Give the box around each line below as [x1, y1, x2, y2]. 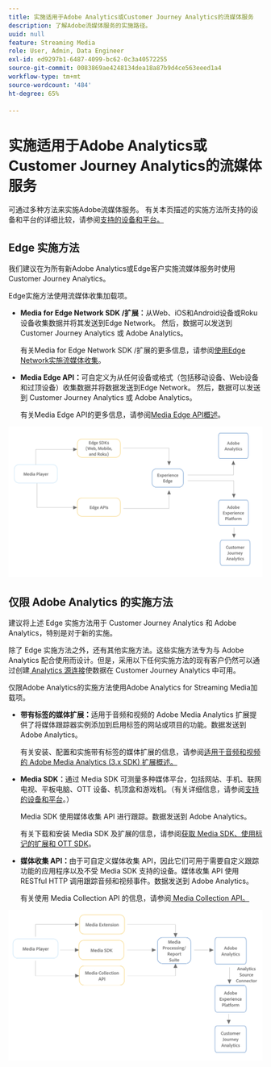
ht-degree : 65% [8, 90, 60, 98]
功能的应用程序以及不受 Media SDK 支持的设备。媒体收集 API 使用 [19, 866, 240, 876]
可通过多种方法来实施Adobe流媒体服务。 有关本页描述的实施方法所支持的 [8, 205, 252, 215]
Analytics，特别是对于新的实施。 [8, 628, 117, 638]
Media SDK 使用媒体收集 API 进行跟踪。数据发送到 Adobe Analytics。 [19, 811, 252, 822]
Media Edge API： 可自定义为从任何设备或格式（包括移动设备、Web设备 [19, 373, 260, 382]
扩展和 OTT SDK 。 [34, 839, 96, 848]
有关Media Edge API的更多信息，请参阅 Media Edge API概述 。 [19, 410, 226, 419]
